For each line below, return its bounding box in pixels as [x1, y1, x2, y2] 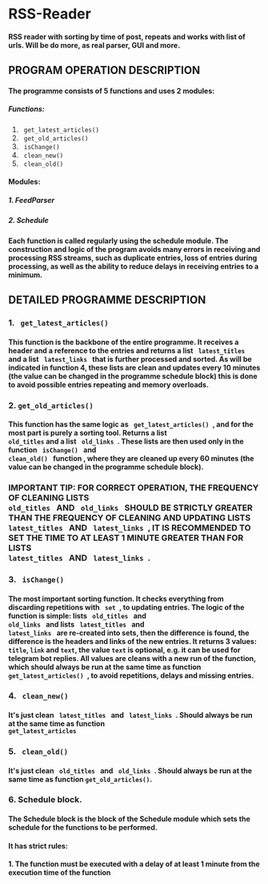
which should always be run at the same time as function [8, 662, 202, 671]
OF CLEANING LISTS [8, 493, 90, 504]
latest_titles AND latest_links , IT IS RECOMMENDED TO [8, 522, 251, 533]
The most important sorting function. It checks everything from [8, 594, 224, 603]
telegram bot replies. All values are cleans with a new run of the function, [8, 653, 256, 663]
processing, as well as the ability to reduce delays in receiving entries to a [8, 262, 259, 271]
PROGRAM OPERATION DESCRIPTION [8, 63, 201, 77]
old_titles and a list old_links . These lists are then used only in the [8, 436, 244, 446]
